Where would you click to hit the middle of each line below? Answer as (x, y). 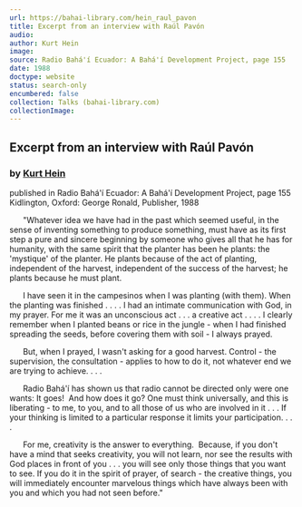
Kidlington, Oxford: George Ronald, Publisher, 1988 (104, 202)
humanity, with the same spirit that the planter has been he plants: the (140, 249)
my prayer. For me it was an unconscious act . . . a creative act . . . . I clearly (151, 315)
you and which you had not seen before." (86, 492)
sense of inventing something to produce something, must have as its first (148, 229)
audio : (22, 34)
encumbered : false (44, 93)
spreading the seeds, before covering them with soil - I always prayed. (141, 334)
